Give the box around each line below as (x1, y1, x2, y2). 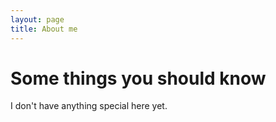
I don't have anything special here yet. (10, 100, 168, 112)
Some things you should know (10, 67, 267, 90)
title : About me (10, 24, 78, 34)
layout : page (10, 14, 65, 25)
